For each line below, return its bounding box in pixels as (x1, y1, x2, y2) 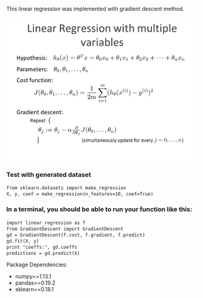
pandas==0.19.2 (15, 279, 56, 286)
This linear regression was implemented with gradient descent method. (6, 5, 185, 12)
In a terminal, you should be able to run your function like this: (6, 205, 193, 213)
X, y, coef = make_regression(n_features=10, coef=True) (6, 191, 154, 197)
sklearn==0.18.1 (15, 285, 54, 293)
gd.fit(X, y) (6, 238, 40, 244)
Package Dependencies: (6, 261, 68, 268)
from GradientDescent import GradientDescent (6, 226, 123, 232)
